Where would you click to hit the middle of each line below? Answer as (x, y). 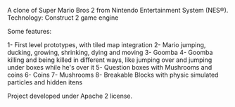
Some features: (30, 31)
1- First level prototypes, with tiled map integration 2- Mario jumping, (107, 45)
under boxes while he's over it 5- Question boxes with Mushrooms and (110, 67)
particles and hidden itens (45, 82)
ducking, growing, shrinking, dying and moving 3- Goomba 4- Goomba (110, 52)
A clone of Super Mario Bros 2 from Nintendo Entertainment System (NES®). (118, 10)
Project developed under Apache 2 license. (70, 96)
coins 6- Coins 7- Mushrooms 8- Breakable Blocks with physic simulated (113, 75)
